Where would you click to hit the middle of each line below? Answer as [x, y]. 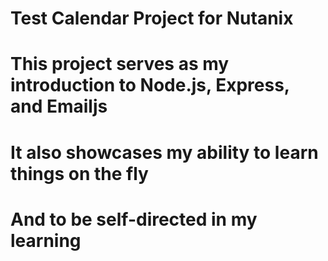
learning [46, 240]
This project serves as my [120, 64]
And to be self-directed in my [134, 219]
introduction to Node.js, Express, [150, 85]
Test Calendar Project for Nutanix [152, 18]
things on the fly [79, 173]
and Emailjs [59, 106]
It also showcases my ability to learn [164, 152]
